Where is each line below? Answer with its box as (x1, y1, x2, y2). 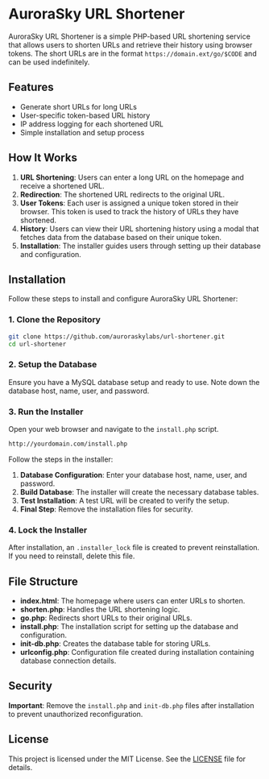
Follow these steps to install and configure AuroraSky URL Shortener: (8, 294, 238, 304)
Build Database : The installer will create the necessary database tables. (19, 487, 259, 496)
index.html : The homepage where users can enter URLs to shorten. (19, 596, 246, 605)
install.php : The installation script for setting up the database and (19, 622, 239, 631)
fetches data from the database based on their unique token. (19, 232, 222, 242)
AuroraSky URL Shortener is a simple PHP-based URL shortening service (8, 31, 251, 41)
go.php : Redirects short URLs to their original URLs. (19, 613, 192, 623)
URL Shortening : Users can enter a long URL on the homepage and (19, 172, 244, 182)
